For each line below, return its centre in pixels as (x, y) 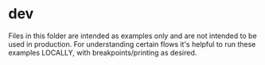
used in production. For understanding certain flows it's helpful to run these (132, 44)
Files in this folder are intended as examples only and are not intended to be (132, 36)
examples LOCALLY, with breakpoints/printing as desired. (103, 52)
